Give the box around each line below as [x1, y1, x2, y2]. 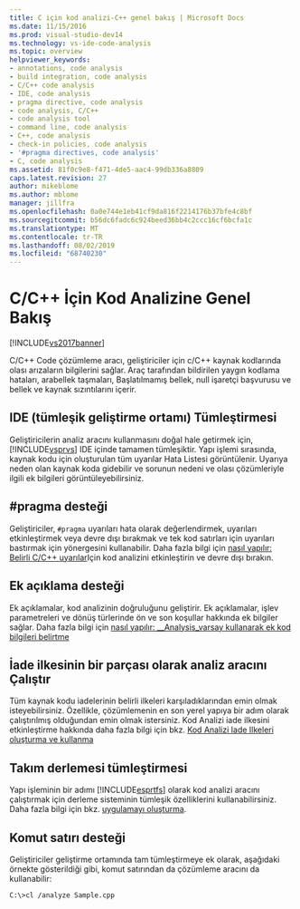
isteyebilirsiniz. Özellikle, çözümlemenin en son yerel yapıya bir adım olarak [9, 705, 289, 716]
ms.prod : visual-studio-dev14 [9, 30, 124, 39]
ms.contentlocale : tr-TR [9, 232, 103, 241]
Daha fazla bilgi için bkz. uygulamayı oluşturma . [9, 804, 187, 815]
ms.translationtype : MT [9, 224, 99, 233]
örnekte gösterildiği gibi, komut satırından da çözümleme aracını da [9, 863, 260, 875]
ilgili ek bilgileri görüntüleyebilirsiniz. [9, 472, 145, 483]
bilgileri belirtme [9, 631, 70, 642]
